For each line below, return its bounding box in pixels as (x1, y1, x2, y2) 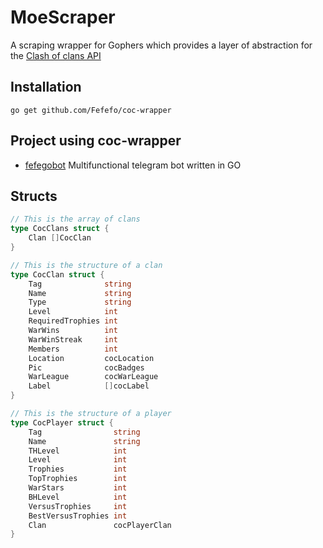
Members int (28, 344, 118, 354)
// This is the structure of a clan (10, 260, 163, 270)
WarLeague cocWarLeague (28, 372, 159, 382)
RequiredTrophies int (28, 316, 118, 326)
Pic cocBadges (28, 362, 145, 373)
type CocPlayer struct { (10, 417, 114, 428)
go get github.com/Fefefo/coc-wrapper (10, 105, 172, 115)
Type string (28, 297, 132, 308)
